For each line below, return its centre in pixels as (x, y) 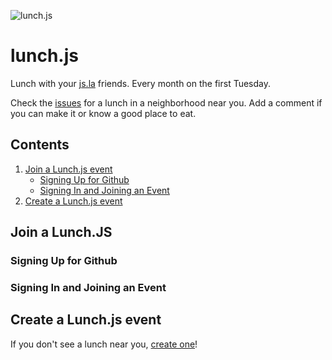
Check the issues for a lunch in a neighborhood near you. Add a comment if (166, 102)
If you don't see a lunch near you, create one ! (104, 344)
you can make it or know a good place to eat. (103, 113)
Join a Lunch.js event (68, 169)
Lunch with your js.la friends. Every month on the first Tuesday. (141, 83)
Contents (40, 145)
